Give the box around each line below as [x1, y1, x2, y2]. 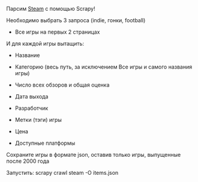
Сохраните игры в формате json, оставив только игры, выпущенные [6, 151, 181, 158]
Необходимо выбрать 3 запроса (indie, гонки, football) [6, 17, 146, 23]
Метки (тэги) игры [14, 117, 62, 123]
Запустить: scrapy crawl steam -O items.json [6, 169, 119, 176]
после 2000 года [6, 157, 50, 165]
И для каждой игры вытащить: [6, 40, 85, 47]
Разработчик [14, 105, 49, 112]
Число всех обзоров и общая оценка [14, 81, 110, 88]
